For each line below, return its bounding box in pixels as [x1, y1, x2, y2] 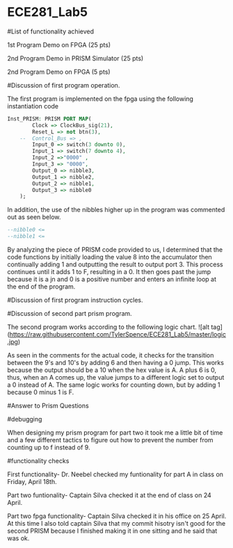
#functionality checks [7, 457, 70, 465]
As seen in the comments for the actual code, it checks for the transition [7, 351, 214, 360]
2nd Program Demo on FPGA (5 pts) [7, 67, 111, 76]
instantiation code [7, 102, 59, 110]
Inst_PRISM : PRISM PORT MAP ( [7, 115, 92, 122]
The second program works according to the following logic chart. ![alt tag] [7, 323, 223, 331]
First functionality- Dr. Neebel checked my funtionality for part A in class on [7, 470, 224, 478]
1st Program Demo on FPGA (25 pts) [7, 40, 111, 49]
